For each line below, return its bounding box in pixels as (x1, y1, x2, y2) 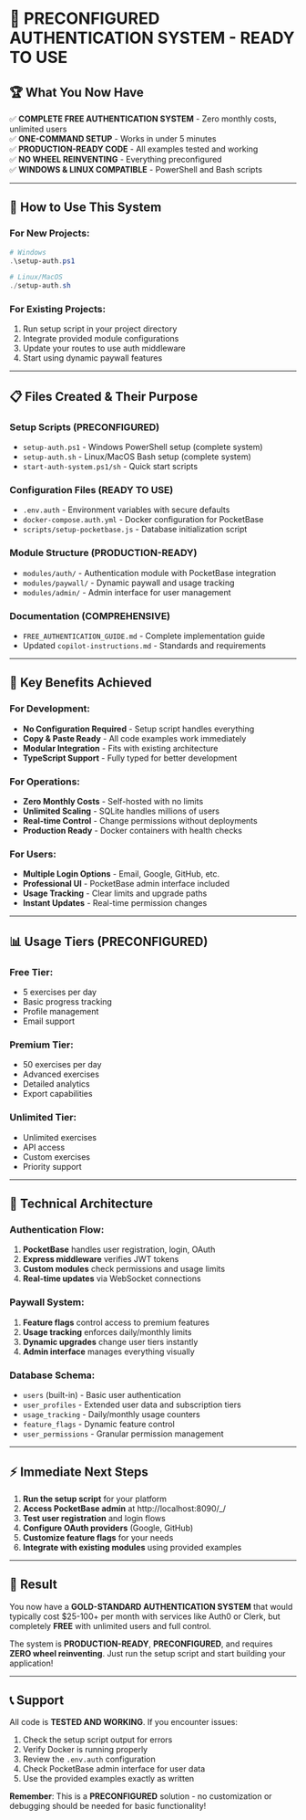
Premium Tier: (9, 1038, 75, 1051)
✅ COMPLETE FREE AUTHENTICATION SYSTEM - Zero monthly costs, (9, 113, 277, 124)
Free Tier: (9, 965, 54, 978)
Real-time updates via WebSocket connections (22, 1273, 202, 1284)
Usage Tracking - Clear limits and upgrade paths (22, 888, 208, 899)
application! (9, 1657, 54, 1668)
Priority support (22, 1161, 82, 1172)
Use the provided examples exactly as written (22, 1773, 195, 1784)
